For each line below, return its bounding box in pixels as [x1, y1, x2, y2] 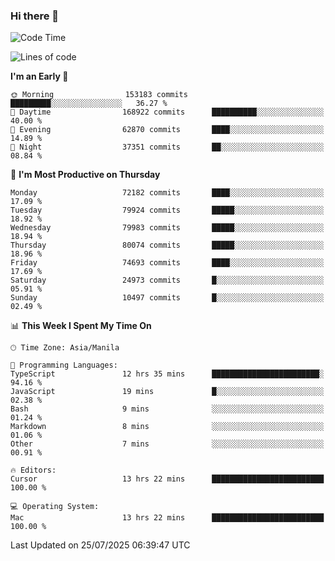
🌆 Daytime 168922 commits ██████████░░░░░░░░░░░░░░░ [10, 107, 325, 118]
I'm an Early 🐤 [10, 70, 69, 83]
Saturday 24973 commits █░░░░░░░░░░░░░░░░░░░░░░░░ [10, 275, 325, 286]
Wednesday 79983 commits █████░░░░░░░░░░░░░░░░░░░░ [10, 223, 325, 233]
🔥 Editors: [10, 465, 57, 476]
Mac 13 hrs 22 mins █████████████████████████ [10, 513, 325, 523]
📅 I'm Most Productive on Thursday [10, 169, 161, 181]
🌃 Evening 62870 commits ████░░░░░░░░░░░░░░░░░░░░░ [10, 125, 325, 135]
